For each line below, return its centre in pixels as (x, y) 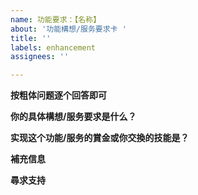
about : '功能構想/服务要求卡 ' (68, 29)
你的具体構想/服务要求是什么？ (73, 117)
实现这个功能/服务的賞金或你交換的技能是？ (100, 138)
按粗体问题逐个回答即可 (58, 95)
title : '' (31, 38)
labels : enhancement (53, 47)
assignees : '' (40, 57)
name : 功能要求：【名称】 (56, 19)
